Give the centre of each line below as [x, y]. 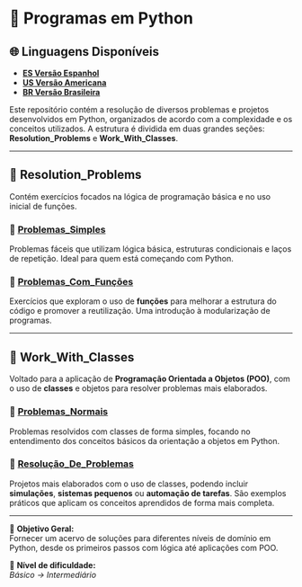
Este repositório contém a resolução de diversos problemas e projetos [139, 110]
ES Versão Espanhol [61, 73]
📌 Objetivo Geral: [42, 529]
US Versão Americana [64, 83]
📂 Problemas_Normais [59, 412]
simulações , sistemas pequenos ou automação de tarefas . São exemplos [148, 493]
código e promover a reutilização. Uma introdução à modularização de [140, 311]
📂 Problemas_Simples [58, 229]
